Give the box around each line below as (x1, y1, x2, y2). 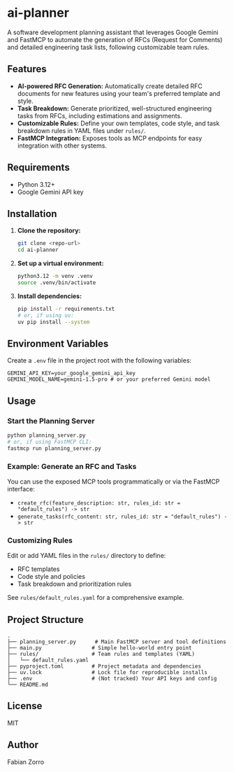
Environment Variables (7, 337, 109, 349)
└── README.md (7, 681, 49, 689)
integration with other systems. (17, 141, 107, 150)
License (7, 700, 43, 712)
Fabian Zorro (7, 757, 44, 766)
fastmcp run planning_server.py (7, 444, 101, 452)
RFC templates (17, 565, 60, 573)
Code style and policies (17, 573, 86, 581)
